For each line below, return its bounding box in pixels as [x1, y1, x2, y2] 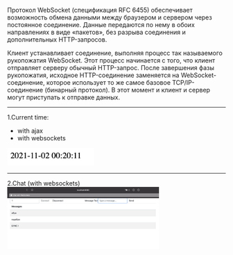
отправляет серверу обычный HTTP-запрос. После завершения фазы [7, 64, 215, 72]
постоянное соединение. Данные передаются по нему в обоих [7, 21, 196, 28]
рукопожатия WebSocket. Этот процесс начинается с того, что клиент [7, 56, 216, 65]
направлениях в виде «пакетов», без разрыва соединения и [7, 28, 186, 36]
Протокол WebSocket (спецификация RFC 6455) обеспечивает [7, 6, 193, 14]
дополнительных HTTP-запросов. [7, 35, 107, 44]
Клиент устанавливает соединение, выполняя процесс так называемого [7, 49, 223, 57]
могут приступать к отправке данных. [7, 93, 120, 101]
